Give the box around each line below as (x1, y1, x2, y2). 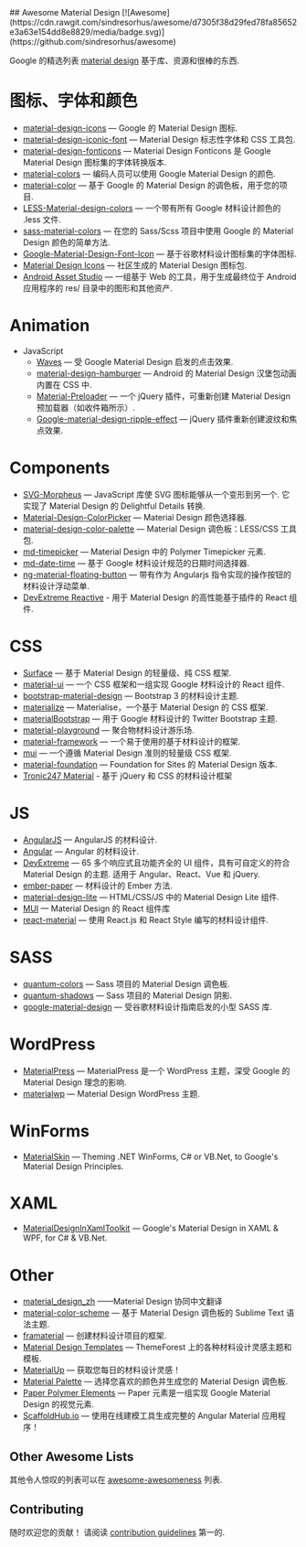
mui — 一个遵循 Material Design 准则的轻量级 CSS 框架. (22, 747, 232, 758)
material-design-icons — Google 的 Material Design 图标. (22, 122, 238, 134)
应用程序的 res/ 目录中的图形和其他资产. (22, 282, 174, 294)
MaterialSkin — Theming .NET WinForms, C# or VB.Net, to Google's (22, 1151, 279, 1162)
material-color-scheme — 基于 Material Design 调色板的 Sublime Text (22, 1307, 285, 1318)
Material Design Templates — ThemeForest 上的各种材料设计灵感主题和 (22, 1342, 292, 1353)
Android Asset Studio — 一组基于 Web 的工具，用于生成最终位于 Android (22, 271, 297, 282)
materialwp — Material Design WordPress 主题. (22, 1088, 201, 1099)
